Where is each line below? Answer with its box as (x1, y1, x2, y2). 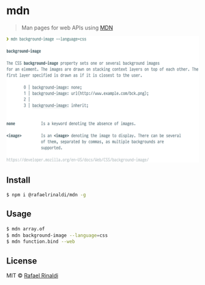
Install (6, 175, 31, 185)
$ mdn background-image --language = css (6, 232, 108, 238)
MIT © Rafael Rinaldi (6, 272, 59, 279)
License (6, 256, 37, 266)
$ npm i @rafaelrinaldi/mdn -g (6, 192, 86, 198)
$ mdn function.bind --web (6, 238, 75, 245)
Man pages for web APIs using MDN (21, 24, 113, 31)
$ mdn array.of (6, 226, 45, 232)
